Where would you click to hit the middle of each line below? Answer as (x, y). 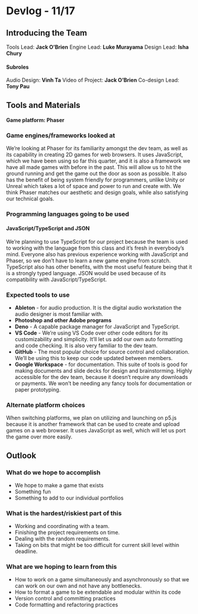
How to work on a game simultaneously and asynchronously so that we (102, 580)
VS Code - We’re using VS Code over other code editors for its (91, 333)
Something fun (33, 491)
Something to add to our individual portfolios (69, 498)
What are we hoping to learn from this (62, 567)
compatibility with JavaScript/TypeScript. (57, 279)
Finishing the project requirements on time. (67, 533)
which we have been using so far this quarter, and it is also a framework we (98, 161)
